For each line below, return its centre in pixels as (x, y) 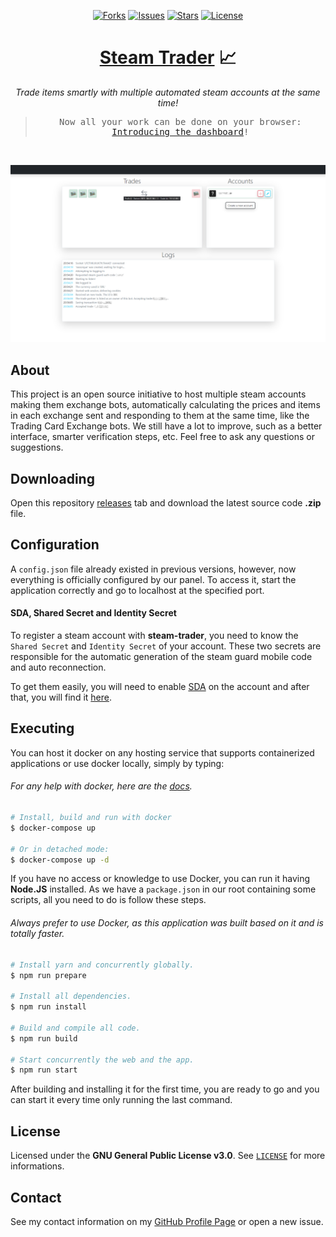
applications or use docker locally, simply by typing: (117, 763)
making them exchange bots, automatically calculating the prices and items (165, 405)
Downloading (52, 478)
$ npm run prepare (48, 975)
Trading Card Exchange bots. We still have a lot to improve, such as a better (166, 426)
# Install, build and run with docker (91, 818)
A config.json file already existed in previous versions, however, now (153, 569)
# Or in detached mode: (60, 849)
